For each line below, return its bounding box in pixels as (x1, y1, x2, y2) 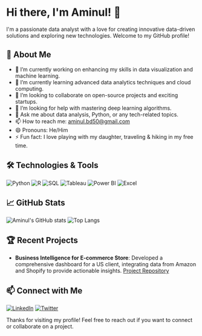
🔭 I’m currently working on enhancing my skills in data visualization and (15, 66, 194, 73)
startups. (15, 98, 38, 105)
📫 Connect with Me (6, 285, 83, 296)
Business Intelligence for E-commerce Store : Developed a (15, 254, 163, 261)
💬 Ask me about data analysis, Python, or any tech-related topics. (15, 110, 178, 118)
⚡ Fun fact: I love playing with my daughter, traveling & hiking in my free (15, 133, 194, 140)
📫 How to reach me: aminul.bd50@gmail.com (15, 118, 130, 125)
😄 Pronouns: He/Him (15, 126, 68, 133)
